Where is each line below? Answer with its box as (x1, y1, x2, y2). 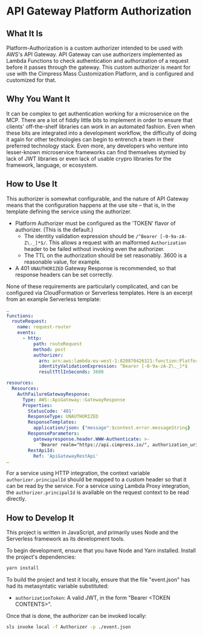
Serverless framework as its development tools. (6, 535, 125, 542)
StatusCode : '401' (28, 408, 74, 414)
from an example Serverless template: (6, 295, 101, 303)
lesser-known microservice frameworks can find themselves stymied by (6, 148, 186, 155)
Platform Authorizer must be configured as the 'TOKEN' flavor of (14, 219, 176, 227)
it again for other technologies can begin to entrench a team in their (6, 135, 175, 143)
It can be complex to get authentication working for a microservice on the (6, 110, 189, 117)
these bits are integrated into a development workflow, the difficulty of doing (6, 129, 197, 137)
